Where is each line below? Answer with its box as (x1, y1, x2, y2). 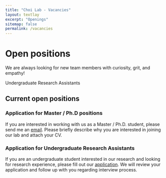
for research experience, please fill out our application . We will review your (5, 161, 161, 167)
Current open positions (5, 95, 80, 103)
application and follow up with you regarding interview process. (5, 167, 137, 173)
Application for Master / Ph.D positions (5, 110, 103, 117)
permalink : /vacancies (5, 26, 53, 31)
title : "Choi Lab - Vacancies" (5, 7, 71, 13)
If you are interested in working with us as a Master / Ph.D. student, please (5, 121, 160, 127)
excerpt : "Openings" (5, 17, 49, 22)
